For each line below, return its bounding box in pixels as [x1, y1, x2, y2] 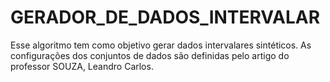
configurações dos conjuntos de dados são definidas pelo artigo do [10, 49, 290, 61]
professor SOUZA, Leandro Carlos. [10, 60, 154, 72]
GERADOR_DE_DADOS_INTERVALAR [10, 6, 321, 29]
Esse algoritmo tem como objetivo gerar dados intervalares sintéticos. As [10, 39, 312, 51]
